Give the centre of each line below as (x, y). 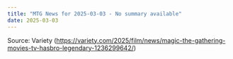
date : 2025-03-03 (33, 20)
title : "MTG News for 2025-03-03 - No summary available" (95, 14)
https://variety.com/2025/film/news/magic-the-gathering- (141, 40)
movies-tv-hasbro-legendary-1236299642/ (71, 48)
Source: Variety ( (32, 40)
